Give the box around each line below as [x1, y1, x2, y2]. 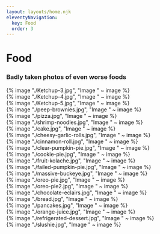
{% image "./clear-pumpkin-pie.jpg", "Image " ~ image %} [6, 144, 150, 151]
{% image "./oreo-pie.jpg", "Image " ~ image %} [6, 176, 125, 183]
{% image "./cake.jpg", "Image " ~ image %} [6, 125, 116, 132]
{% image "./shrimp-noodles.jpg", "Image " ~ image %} [6, 119, 143, 126]
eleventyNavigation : [6, 14, 58, 20]
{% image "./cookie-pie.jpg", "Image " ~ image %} [6, 150, 131, 158]
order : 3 [11, 25, 34, 32]
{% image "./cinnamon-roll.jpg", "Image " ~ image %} [6, 138, 138, 145]
